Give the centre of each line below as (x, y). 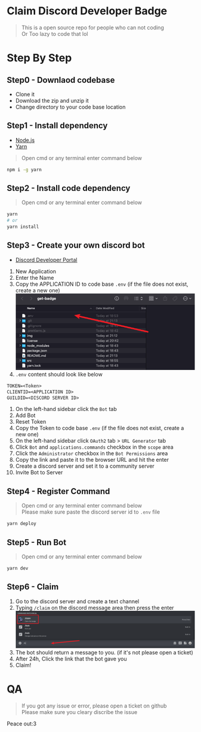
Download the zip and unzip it (52, 100)
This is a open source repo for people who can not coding (93, 27)
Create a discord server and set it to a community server (85, 466)
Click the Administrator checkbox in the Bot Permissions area (92, 453)
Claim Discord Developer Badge (87, 11)
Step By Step (39, 58)
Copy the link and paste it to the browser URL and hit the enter (92, 460)
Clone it (25, 94)
